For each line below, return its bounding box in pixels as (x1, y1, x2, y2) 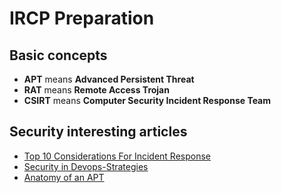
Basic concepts (9, 47, 108, 64)
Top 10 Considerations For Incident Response (23, 150, 212, 162)
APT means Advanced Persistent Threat (23, 73, 195, 85)
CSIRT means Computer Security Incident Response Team (23, 95, 272, 106)
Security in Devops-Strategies (23, 160, 149, 172)
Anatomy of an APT (23, 171, 105, 183)
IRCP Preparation (9, 7, 155, 30)
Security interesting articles (9, 123, 188, 141)
